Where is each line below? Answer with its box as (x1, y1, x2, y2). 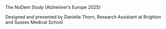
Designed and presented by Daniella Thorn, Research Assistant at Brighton (5, 14, 161, 19)
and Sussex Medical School (5, 19, 63, 25)
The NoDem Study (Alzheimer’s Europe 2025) (5, 4, 101, 10)
